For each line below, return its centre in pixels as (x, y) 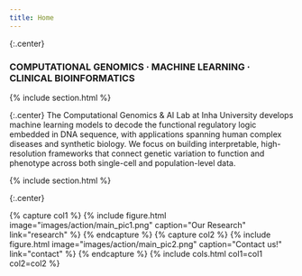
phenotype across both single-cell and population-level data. (123, 162)
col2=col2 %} (35, 263)
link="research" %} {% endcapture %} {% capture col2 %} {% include (140, 235)
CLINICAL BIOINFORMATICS (72, 78)
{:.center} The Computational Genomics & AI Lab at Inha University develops (151, 115)
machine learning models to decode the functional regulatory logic (133, 124)
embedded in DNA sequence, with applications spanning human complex (146, 134)
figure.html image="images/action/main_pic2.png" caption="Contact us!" (146, 244)
